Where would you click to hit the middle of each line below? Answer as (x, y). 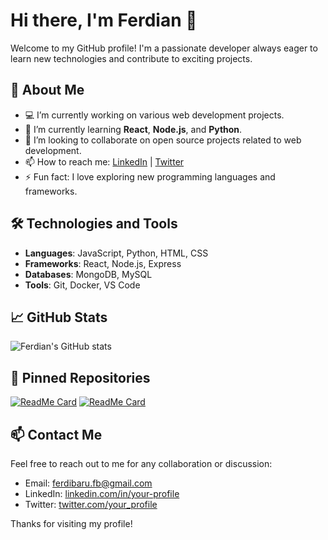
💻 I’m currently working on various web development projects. (154, 115)
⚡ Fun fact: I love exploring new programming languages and (150, 176)
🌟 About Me (47, 90)
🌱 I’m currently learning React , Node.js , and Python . (133, 129)
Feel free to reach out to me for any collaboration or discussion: (141, 463)
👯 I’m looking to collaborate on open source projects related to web (163, 140)
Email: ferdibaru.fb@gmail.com (88, 483)
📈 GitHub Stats (59, 317)
